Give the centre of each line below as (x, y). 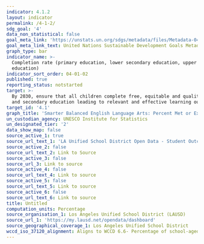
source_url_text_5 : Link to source (51, 186)
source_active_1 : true (35, 136)
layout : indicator (29, 18)
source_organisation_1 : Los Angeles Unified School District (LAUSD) (96, 215)
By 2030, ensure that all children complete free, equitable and (96, 96)
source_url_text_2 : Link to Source (51, 153)
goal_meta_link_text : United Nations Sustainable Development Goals (95, 46)
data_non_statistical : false (43, 35)
